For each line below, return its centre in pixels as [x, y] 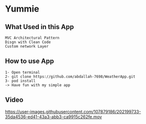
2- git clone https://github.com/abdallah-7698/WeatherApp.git [70, 77]
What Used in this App [40, 27]
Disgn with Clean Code [28, 42]
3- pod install [20, 81]
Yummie [22, 9]
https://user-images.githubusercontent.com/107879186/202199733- [73, 111]
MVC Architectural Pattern [32, 38]
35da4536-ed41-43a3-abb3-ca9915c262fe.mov [54, 117]
